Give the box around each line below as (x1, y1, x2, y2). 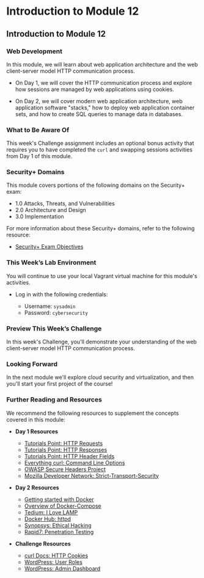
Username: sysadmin (24, 302, 76, 310)
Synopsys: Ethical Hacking (24, 521, 92, 529)
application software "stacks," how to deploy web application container (15, 104, 195, 111)
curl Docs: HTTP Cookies (24, 552, 89, 559)
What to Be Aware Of (6, 125, 70, 134)
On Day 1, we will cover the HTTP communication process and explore (15, 79, 192, 86)
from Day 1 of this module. (6, 153, 73, 160)
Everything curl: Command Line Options (24, 459, 125, 466)
